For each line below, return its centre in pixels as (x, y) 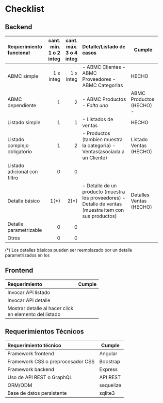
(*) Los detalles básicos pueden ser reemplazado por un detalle (69, 250)
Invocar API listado (29, 292)
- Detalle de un (100, 186)
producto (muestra (104, 192)
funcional (19, 53)
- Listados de (98, 119)
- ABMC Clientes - (104, 67)
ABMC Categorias (103, 85)
